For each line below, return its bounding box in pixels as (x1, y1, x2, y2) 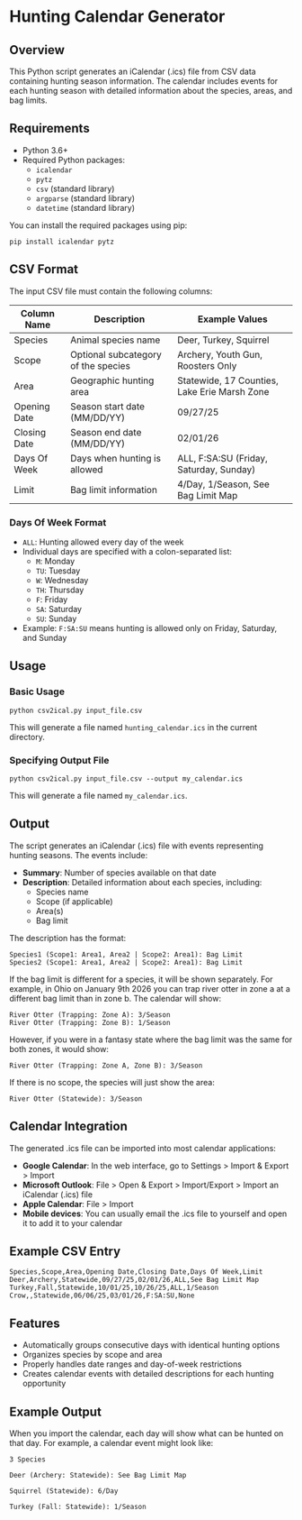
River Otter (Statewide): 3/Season (9, 1094, 143, 1103)
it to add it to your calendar (22, 1217, 123, 1228)
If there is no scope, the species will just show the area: (9, 1076, 216, 1087)
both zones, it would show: (9, 1043, 110, 1054)
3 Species (9, 1454, 47, 1464)
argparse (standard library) (35, 192, 136, 204)
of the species (70, 359, 130, 371)
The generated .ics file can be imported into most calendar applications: (9, 1142, 277, 1153)
